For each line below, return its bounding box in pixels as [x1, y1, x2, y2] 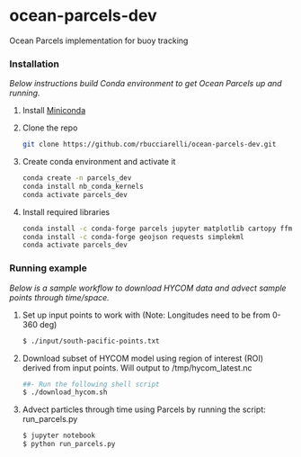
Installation [9, 58, 60, 70]
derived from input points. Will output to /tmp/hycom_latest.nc [22, 362, 252, 373]
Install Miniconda [22, 105, 86, 116]
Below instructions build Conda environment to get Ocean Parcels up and [9, 78, 282, 89]
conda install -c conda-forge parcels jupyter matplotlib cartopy [22, 224, 277, 233]
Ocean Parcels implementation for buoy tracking [9, 35, 189, 46]
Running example [9, 262, 87, 274]
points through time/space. [9, 291, 110, 302]
